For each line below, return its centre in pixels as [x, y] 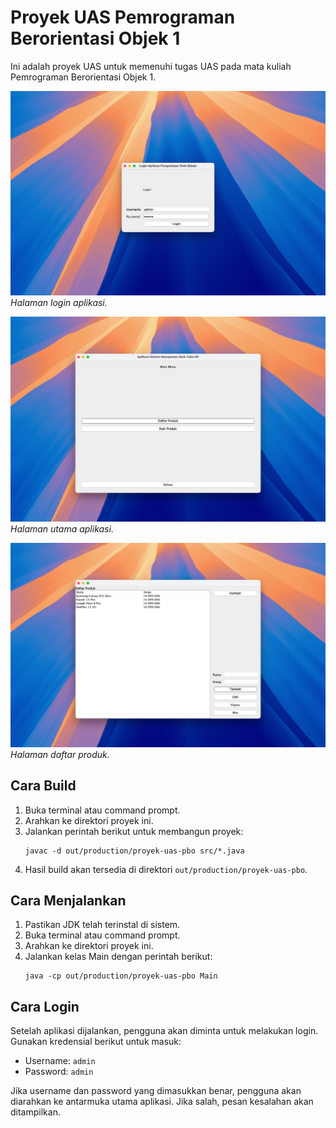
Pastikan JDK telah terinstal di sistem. [102, 925]
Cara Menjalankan [68, 901]
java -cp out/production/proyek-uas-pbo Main [121, 976]
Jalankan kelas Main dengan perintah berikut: [118, 957]
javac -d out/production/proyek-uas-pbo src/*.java [134, 851]
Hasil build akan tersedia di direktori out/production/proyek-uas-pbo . [166, 869]
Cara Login [45, 1006]
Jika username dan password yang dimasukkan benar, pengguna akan [156, 1091]
